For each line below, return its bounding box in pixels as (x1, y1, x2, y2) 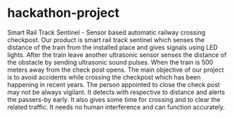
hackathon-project (7, 5, 119, 21)
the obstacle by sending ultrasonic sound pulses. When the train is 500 (7, 58, 214, 66)
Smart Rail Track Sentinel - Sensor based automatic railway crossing (7, 28, 206, 37)
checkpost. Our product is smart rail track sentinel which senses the (7, 35, 205, 44)
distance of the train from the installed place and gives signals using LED (7, 43, 218, 51)
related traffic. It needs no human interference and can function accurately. (7, 103, 225, 111)
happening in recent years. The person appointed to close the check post (7, 80, 220, 88)
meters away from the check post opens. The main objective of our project (7, 65, 224, 74)
